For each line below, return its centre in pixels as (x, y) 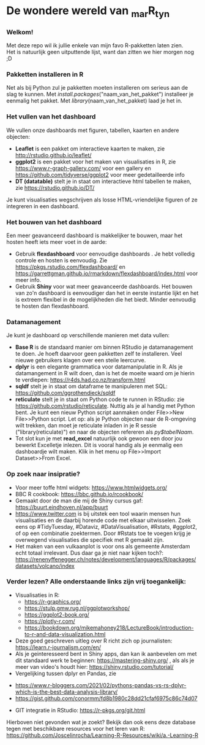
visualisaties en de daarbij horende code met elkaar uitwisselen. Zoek (103, 520)
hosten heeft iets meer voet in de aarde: (57, 242)
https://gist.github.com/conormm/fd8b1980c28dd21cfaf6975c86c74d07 (106, 698)
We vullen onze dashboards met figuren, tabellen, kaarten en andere (93, 130)
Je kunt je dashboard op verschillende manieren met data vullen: (88, 335)
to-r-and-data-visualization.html (65, 634)
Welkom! (20, 32)
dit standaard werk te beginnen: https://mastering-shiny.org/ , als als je (105, 660)
